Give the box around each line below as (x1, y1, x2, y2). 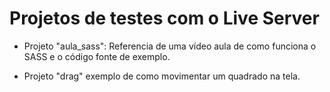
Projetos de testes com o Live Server (9, 7, 320, 30)
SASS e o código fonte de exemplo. (23, 50, 171, 62)
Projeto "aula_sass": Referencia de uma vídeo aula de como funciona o (23, 40, 317, 52)
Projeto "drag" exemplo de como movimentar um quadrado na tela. (23, 70, 301, 82)
